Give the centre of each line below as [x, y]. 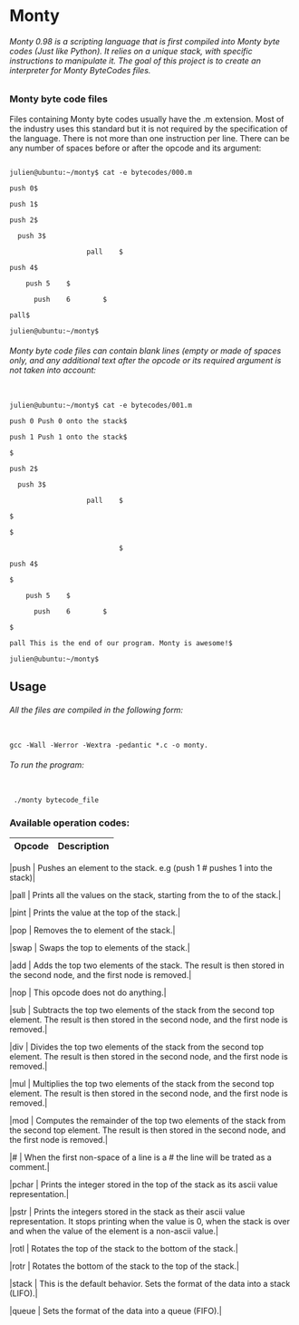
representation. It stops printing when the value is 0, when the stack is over [150, 1222]
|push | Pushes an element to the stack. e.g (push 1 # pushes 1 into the [141, 868]
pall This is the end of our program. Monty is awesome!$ [121, 643]
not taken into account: [53, 370]
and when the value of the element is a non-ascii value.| [114, 1231]
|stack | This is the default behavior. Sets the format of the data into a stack [150, 1284]
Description [83, 846]
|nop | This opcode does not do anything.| [88, 992]
